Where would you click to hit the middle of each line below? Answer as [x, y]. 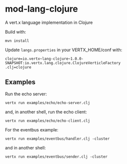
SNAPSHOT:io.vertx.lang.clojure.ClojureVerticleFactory [63, 63]
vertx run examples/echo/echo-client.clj [48, 121]
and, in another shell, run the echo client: [46, 112]
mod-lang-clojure [42, 9]
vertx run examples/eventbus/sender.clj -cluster [56, 157]
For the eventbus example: [32, 129]
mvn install [17, 41]
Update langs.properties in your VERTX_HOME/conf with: [64, 50]
